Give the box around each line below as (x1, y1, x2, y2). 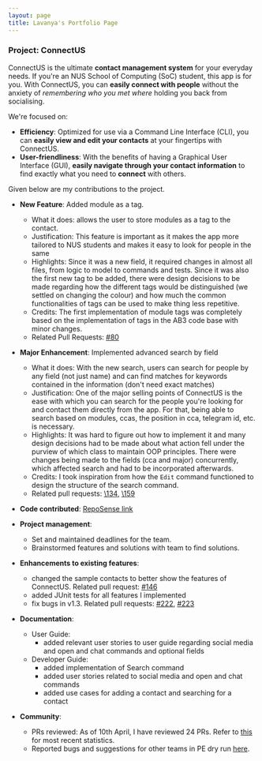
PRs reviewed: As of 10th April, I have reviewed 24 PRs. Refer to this (31, 727, 253, 737)
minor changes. (31, 324, 83, 333)
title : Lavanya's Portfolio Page (8, 19, 118, 27)
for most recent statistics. (31, 735, 115, 744)
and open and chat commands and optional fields (43, 646, 205, 655)
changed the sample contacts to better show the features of (31, 573, 227, 583)
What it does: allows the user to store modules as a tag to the (31, 215, 231, 224)
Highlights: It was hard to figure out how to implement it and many (31, 429, 246, 439)
